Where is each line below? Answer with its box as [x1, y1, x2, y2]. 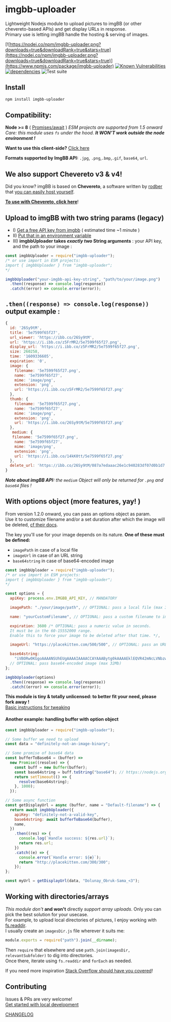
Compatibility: [5, 111, 52, 120]
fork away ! [5, 699, 30, 705]
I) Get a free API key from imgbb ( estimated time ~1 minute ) [12, 227, 140, 233]
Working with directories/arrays [5, 892, 109, 901]
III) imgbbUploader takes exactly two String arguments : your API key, [12, 238, 163, 244]
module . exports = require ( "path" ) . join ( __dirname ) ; [5, 937, 117, 943]
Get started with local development [5, 1001, 79, 1007]
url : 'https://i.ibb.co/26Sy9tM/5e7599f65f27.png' [14, 420, 124, 425]
